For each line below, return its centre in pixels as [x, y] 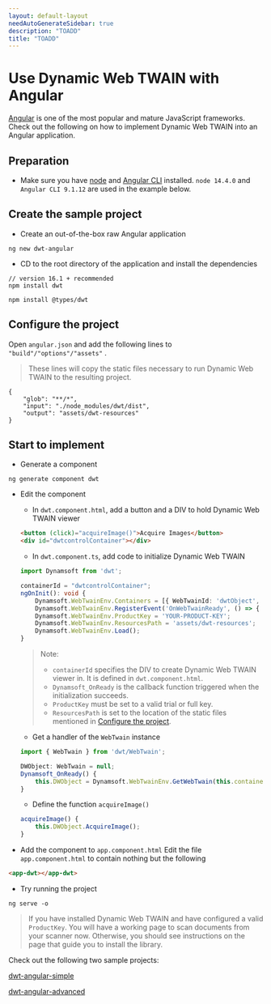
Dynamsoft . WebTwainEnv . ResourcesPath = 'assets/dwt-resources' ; [146, 623]
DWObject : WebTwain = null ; [67, 766]
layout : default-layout [49, 16]
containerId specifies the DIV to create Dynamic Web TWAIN [155, 670]
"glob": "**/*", [51, 399]
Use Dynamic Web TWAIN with [114, 79]
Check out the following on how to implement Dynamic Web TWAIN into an [133, 127]
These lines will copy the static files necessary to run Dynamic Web [141, 368]
